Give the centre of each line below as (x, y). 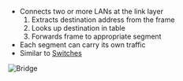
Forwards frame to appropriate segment (96, 36)
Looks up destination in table (78, 28)
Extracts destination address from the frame (103, 20)
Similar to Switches (51, 53)
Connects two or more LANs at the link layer (91, 11)
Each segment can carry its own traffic (82, 45)
